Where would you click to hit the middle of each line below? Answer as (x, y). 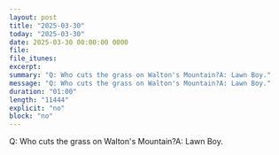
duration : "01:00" (43, 91)
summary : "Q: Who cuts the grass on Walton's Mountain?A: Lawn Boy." (140, 75)
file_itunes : (33, 58)
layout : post (33, 17)
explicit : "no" (37, 108)
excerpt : (25, 67)
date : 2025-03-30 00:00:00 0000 (69, 42)
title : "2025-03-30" (47, 26)
